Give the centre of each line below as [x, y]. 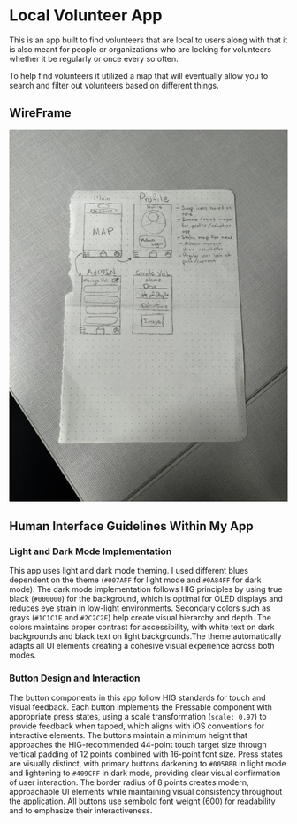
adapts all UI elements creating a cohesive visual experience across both [142, 646]
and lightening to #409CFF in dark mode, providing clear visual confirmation [145, 773]
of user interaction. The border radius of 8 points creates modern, [129, 782]
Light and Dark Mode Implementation [91, 551]
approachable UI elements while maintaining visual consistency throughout [146, 791]
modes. [23, 655]
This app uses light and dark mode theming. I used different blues [129, 571]
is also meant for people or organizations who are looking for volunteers [141, 49]
